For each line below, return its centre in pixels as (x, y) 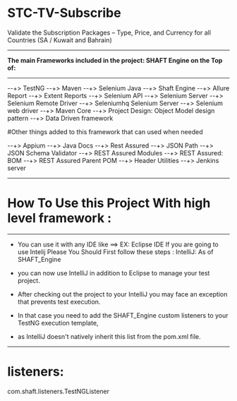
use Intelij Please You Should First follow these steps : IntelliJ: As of (115, 251)
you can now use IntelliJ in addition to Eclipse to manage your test (114, 273)
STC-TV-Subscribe (64, 13)
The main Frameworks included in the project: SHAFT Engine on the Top (115, 60)
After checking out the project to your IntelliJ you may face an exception (122, 294)
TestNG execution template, (58, 323)
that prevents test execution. (59, 301)
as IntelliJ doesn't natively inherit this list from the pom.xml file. (109, 336)
